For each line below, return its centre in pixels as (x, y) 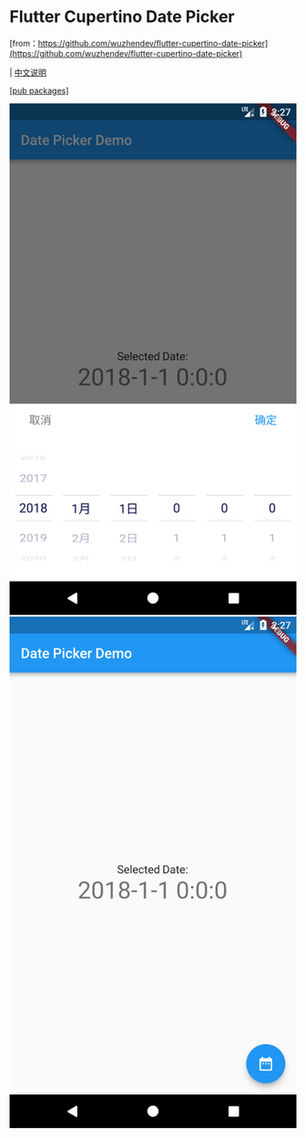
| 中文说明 (28, 72)
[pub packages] (39, 90)
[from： (24, 43)
